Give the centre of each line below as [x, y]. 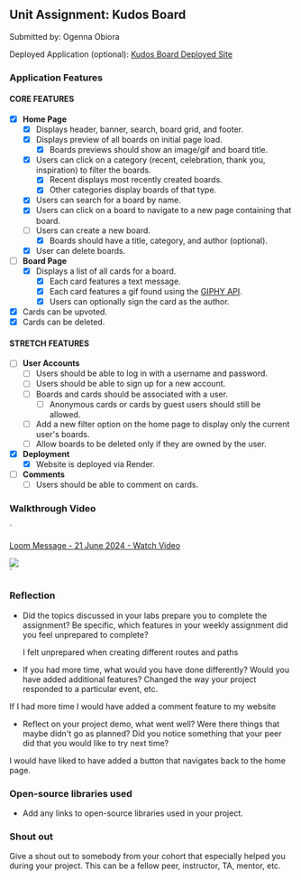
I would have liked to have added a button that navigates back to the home [148, 760]
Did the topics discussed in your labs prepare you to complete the [145, 615]
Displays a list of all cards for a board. [106, 271]
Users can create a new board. [93, 230]
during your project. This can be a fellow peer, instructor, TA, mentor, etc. [145, 866]
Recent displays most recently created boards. [136, 180]
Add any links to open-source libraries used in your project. [132, 813]
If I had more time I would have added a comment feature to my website [143, 706]
